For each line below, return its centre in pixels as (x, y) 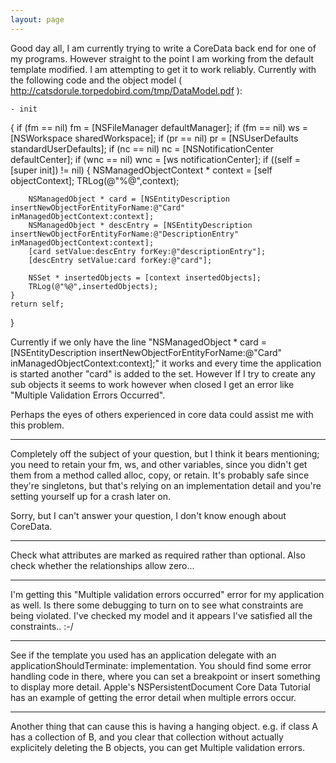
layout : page (37, 19)
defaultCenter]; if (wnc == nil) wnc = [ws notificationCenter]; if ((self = (156, 159)
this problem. (37, 425)
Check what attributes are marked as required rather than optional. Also (158, 555)
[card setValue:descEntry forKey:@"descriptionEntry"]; (147, 251)
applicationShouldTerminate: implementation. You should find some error (161, 665)
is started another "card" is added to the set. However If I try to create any (163, 373)
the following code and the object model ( (96, 80)
